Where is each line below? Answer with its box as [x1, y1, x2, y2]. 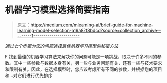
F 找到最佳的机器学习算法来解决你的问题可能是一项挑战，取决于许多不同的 [5, 53, 158, 60]
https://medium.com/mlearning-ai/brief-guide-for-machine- [30, 22, 153, 28]
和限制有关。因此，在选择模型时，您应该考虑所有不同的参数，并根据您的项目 [5, 66, 162, 72]
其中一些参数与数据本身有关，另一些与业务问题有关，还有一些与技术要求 [13, 60, 162, 66]
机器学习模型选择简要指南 [5, 4, 110, 16]
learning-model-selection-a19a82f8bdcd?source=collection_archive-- [17, 27, 161, 33]
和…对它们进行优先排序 [5, 72, 53, 78]
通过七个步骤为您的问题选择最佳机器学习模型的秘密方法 [5, 43, 118, 49]
